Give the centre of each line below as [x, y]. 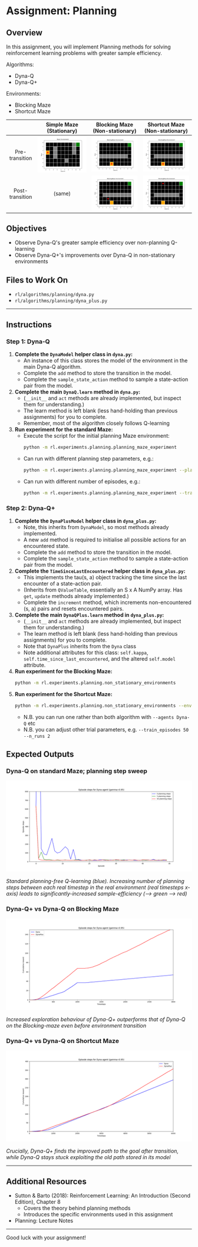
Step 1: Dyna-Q [28, 342]
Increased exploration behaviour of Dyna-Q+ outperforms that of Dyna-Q [96, 1019]
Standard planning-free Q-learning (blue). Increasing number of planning [95, 881]
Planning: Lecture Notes [44, 1220]
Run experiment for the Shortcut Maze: [64, 694]
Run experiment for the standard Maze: [64, 429]
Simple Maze [62, 124]
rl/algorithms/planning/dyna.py [54, 295]
